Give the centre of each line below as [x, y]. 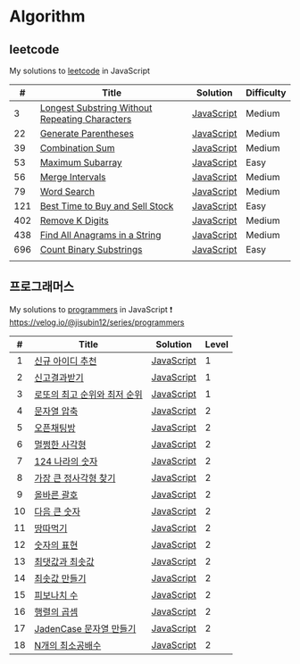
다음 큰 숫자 [57, 511]
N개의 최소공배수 [68, 645]
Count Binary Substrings [91, 249]
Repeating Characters [86, 119]
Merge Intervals [73, 177]
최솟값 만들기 [60, 578]
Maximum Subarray [81, 162]
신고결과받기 [59, 378]
